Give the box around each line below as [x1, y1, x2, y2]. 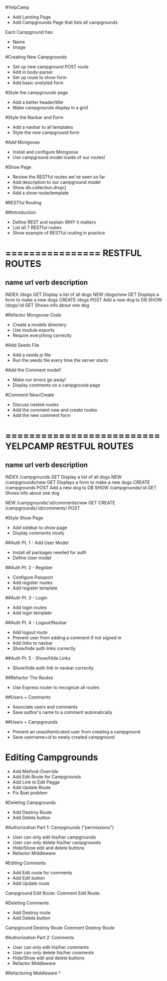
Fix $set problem [12, 790, 48, 796]
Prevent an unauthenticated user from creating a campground [12, 729, 140, 734]
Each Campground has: [5, 29, 54, 35]
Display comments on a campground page [12, 382, 100, 388]
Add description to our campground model [12, 179, 101, 185]
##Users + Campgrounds [5, 719, 58, 725]
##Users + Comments [5, 694, 51, 700]
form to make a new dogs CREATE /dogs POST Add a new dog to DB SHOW [5, 297, 162, 303]
